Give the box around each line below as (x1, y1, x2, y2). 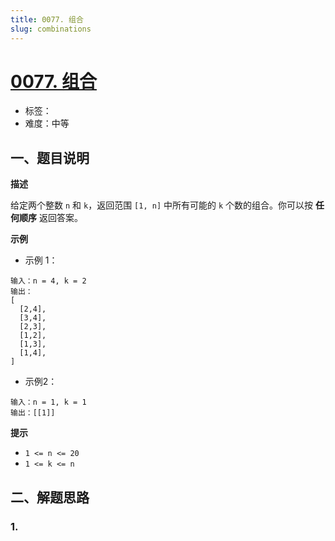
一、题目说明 (10, 149, 90, 166)
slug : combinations (10, 24, 92, 34)
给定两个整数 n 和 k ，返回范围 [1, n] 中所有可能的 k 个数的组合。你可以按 (10, 199, 314, 211)
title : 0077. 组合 (10, 14, 84, 25)
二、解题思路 (10, 489, 90, 506)
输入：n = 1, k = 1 (10, 397, 87, 408)
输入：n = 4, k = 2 (10, 276, 87, 286)
